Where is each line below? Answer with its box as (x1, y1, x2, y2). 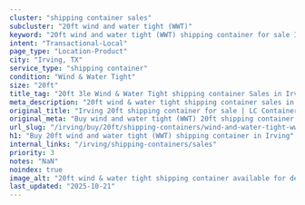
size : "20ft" (9, 81, 59, 90)
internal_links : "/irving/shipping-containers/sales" (9, 140, 218, 149)
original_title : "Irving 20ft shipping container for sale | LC (9, 106, 258, 115)
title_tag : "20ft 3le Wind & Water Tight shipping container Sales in (9, 89, 282, 98)
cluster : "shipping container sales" (9, 13, 152, 23)
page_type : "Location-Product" (9, 47, 128, 56)
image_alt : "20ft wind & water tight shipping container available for (9, 173, 286, 182)
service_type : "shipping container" (9, 64, 148, 73)
